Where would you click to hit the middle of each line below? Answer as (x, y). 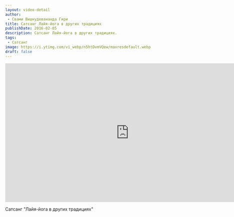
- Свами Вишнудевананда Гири (38, 19)
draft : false (19, 51)
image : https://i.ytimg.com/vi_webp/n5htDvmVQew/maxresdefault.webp (78, 47)
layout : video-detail (28, 10)
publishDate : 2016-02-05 (31, 28)
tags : (11, 38)
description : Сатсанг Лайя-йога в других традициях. (61, 33)
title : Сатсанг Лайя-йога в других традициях (53, 24)
